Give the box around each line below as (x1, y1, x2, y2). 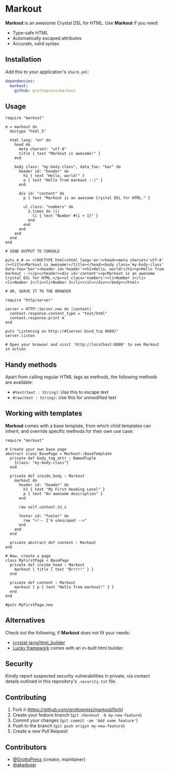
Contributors (5, 743, 47, 752)
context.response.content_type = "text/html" (10, 311, 108, 316)
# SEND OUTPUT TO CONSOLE (5, 249, 60, 254)
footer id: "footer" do (18, 513, 69, 519)
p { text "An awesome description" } (23, 491, 103, 496)
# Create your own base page (5, 446, 67, 452)
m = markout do (5, 124, 37, 130)
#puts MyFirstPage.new (5, 602, 53, 607)
